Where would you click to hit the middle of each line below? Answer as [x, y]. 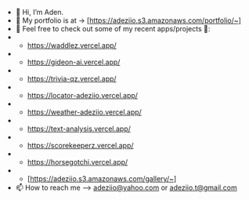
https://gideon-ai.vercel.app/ [74, 62]
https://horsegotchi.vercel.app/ [78, 162]
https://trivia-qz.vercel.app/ [72, 79]
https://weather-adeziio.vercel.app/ [85, 112]
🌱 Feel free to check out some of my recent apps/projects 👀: [113, 29]
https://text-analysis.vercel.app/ [79, 129]
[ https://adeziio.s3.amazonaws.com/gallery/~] [102, 179]
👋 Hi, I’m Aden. [40, 12]
